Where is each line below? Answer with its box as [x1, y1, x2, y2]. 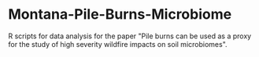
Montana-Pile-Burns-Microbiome [8, 5, 232, 23]
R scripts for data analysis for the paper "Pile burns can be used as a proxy [8, 31, 252, 41]
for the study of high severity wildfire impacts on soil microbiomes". [8, 39, 228, 48]
